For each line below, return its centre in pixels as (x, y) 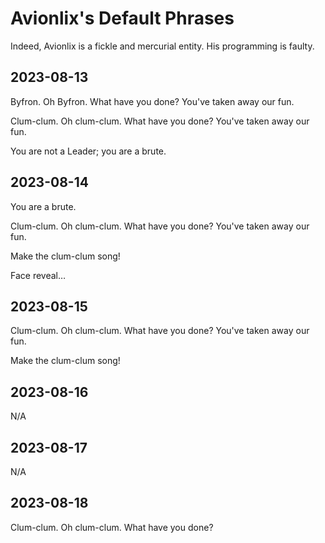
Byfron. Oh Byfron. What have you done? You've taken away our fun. (152, 101)
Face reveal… (38, 275)
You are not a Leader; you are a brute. (88, 151)
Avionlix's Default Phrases (122, 18)
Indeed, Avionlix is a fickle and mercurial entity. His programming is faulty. (162, 46)
